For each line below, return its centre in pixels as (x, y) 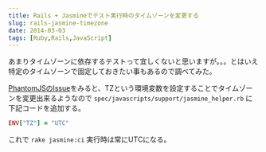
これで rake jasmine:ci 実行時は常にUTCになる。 (90, 139)
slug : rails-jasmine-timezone (59, 23)
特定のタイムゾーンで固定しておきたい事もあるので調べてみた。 (112, 72)
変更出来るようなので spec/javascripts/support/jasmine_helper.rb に (137, 98)
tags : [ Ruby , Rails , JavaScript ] (60, 38)
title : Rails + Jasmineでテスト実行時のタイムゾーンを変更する (104, 16)
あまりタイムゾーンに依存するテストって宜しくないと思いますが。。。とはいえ (133, 61)
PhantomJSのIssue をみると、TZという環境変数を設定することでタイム (124, 88)
